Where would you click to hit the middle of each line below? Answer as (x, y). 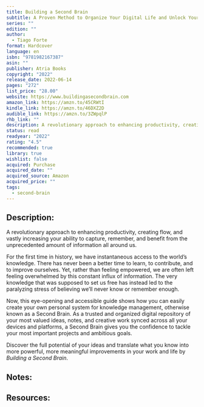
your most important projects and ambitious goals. (69, 333)
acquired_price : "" (31, 182)
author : (16, 35)
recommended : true (29, 148)
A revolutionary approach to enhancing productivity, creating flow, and (95, 232)
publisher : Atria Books (36, 68)
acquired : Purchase (31, 165)
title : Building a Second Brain (47, 12)
